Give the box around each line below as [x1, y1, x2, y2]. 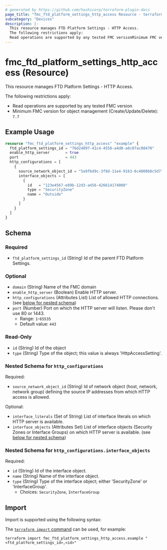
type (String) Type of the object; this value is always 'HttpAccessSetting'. [12, 350, 162, 356]
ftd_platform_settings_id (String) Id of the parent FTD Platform [12, 255, 144, 261]
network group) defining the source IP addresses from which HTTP [12, 389, 151, 395]
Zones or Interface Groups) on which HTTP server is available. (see [12, 429, 151, 436]
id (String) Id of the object [12, 344, 66, 351]
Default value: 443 [19, 321, 57, 327]
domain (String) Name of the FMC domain [12, 284, 97, 290]
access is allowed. [12, 394, 51, 400]
